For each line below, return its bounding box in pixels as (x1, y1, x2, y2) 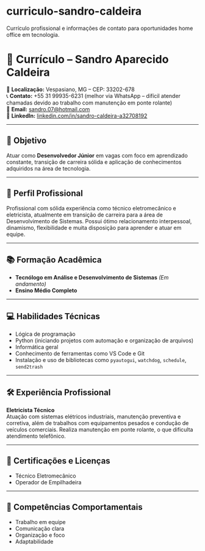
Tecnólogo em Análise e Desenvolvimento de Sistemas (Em (15, 274, 169, 281)
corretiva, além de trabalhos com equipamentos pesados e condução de (6, 419, 189, 426)
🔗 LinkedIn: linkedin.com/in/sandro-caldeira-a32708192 (6, 112, 148, 119)
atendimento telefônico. (6, 432, 66, 440)
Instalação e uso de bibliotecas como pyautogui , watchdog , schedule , (15, 357, 187, 364)
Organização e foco (15, 531, 65, 539)
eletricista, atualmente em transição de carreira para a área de (6, 211, 164, 218)
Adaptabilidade (15, 538, 54, 545)
